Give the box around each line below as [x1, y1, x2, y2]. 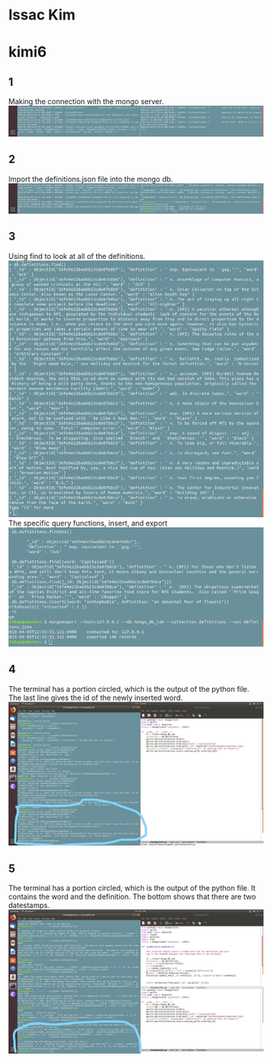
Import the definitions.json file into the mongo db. [8, 174, 173, 183]
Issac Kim [8, 6, 76, 24]
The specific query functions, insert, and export [8, 518, 168, 529]
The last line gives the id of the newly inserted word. [8, 693, 184, 702]
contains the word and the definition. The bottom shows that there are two [8, 891, 257, 902]
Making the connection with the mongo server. [8, 97, 164, 106]
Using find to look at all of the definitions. [8, 251, 146, 261]
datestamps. [8, 900, 50, 910]
